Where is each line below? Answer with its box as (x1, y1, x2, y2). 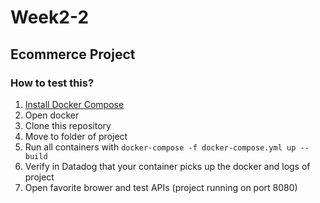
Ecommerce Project (10, 46, 136, 63)
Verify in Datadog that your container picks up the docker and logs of (24, 160, 311, 172)
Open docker (24, 109, 80, 121)
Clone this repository (24, 119, 112, 131)
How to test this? (10, 76, 95, 90)
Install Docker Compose (24, 98, 125, 110)
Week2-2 (10, 6, 90, 29)
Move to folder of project (24, 130, 128, 142)
